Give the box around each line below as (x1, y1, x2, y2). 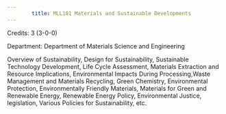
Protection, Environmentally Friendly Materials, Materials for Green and (7, 84, 207, 92)
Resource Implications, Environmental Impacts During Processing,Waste (7, 70, 211, 78)
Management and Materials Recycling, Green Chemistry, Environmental (7, 76, 208, 85)
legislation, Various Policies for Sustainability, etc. (7, 98, 147, 106)
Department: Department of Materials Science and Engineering (7, 42, 185, 50)
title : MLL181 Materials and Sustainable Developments (32, 10, 192, 17)
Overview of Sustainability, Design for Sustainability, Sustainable (7, 55, 190, 63)
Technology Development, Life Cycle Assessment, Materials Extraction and (7, 62, 219, 70)
